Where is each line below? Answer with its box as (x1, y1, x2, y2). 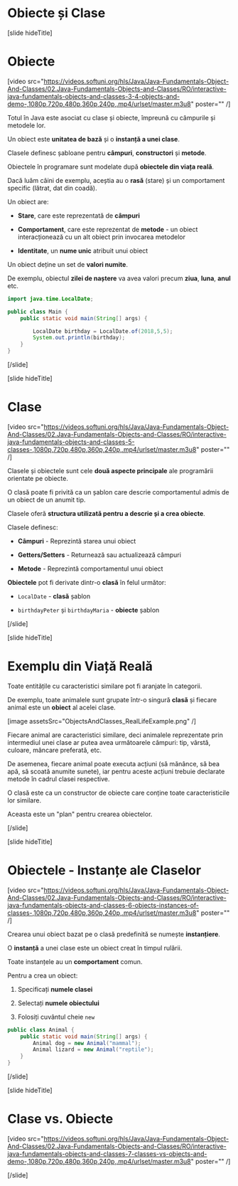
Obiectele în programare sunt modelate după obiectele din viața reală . (7, 162, 215, 171)
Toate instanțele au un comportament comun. (7, 957, 143, 965)
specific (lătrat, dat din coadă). (7, 184, 97, 192)
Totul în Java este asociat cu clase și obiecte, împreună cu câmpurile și (7, 113, 215, 122)
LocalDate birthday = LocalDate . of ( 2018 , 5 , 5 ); (33, 327, 173, 335)
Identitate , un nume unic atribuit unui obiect (17, 246, 148, 255)
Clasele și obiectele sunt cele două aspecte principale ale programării (7, 466, 214, 475)
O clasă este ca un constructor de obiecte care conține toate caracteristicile (7, 788, 229, 797)
